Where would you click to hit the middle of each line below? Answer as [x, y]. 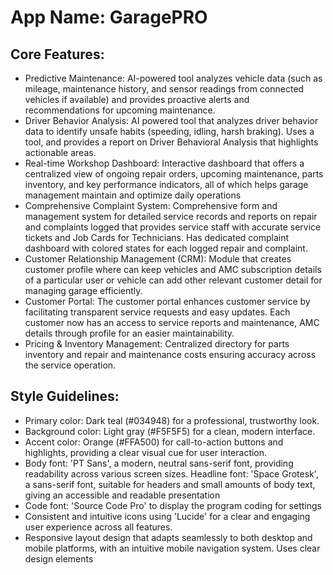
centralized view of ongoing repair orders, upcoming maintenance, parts [174, 174]
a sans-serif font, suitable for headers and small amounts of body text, [170, 484]
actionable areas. [60, 152]
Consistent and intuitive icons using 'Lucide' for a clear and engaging [167, 516]
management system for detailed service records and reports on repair [171, 216]
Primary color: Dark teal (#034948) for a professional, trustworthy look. [172, 420]
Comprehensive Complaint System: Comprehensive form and [151, 205]
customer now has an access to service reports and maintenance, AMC [172, 322]
